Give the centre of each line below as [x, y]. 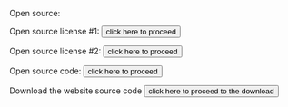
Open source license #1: [55, 31]
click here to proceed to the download [211, 91]
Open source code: [45, 71]
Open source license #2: [55, 51]
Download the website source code [76, 91]
